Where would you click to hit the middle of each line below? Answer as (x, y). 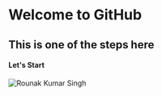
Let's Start (26, 65)
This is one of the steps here (81, 45)
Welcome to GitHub (75, 15)
